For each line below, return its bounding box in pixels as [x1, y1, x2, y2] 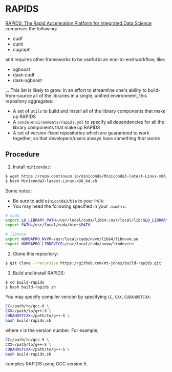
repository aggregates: [5, 98, 54, 104]
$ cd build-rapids [5, 280, 45, 285]
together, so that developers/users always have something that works [12, 135, 160, 141]
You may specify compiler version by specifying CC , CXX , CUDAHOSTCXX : [5, 293, 151, 300]
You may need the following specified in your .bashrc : [12, 203, 127, 209]
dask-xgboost [12, 77, 42, 83]
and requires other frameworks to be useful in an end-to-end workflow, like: [5, 56, 165, 62]
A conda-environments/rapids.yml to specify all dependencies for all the [12, 119, 165, 125]
